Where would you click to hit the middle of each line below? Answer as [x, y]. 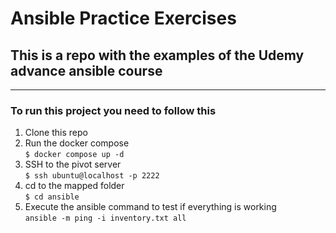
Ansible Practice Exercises [123, 18]
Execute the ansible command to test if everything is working [150, 207]
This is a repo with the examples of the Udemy [157, 55]
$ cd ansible [52, 197]
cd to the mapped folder [74, 186]
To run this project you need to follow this [113, 110]
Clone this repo [56, 133]
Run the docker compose [77, 143]
